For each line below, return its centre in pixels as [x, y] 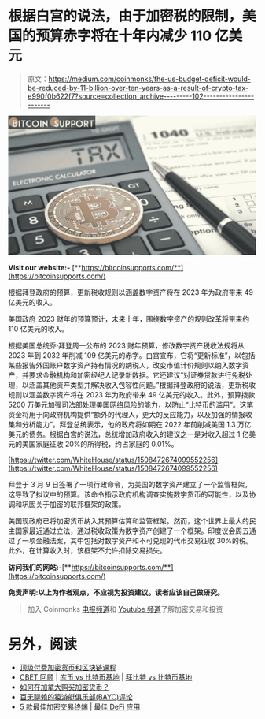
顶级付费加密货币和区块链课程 [68, 668]
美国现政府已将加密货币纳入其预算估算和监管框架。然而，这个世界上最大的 [129, 521]
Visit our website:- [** [45, 268]
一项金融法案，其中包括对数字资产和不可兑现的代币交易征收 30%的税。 [137, 541]
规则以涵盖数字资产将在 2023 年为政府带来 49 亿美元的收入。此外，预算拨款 [132, 395]
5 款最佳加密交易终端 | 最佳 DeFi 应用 [80, 707]
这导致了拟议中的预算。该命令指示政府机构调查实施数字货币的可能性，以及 [129, 494]
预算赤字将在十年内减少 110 [124, 36]
